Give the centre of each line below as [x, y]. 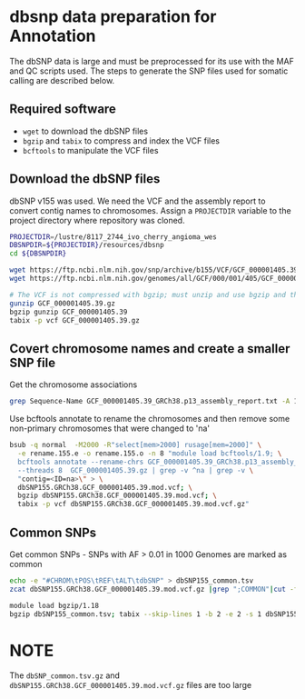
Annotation [53, 36]
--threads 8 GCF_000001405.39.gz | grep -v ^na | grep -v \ [136, 470]
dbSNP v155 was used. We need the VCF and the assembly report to [138, 201]
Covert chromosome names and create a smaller [150, 349]
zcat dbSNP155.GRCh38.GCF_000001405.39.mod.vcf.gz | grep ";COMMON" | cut [148, 589]
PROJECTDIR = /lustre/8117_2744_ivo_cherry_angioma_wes [113, 237]
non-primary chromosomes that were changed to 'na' [110, 428]
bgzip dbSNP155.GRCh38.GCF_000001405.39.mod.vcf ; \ [118, 496]
